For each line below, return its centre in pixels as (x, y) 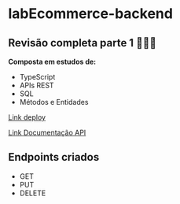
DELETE (33, 193)
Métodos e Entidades (54, 102)
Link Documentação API (47, 132)
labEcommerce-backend (90, 14)
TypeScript (37, 77)
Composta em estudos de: (52, 61)
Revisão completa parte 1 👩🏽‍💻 (83, 43)
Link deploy (27, 117)
